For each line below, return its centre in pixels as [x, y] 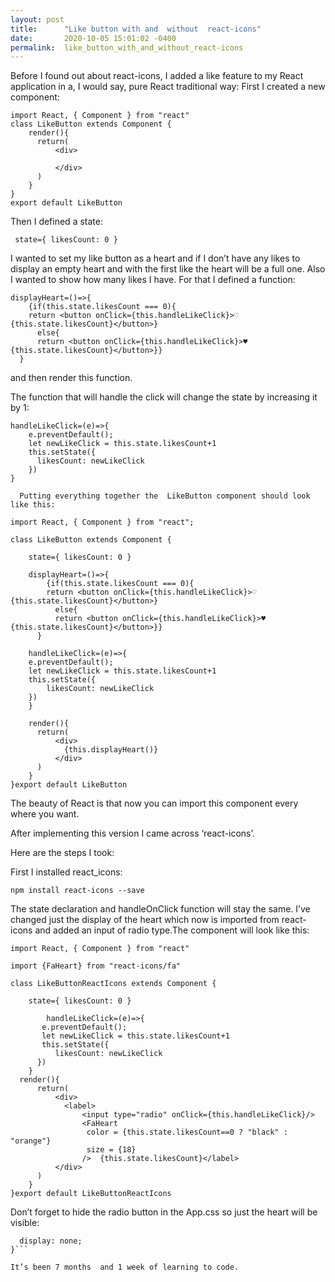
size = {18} [111, 1150]
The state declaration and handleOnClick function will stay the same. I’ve [160, 909]
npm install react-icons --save [77, 891]
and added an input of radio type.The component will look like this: [172, 930]
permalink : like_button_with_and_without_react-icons [127, 47]
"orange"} [31, 1141]
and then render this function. [71, 378]
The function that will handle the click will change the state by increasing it [164, 397]
